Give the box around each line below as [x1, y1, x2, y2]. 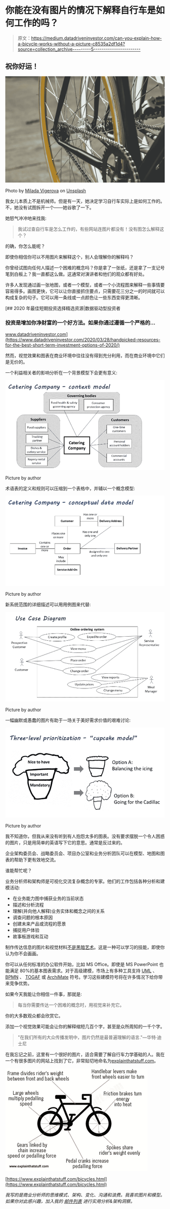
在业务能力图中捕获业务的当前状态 [12, 895, 84, 901]
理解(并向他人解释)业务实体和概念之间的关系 [12, 908, 105, 914]
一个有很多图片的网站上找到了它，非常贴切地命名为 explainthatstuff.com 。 [5, 1057, 159, 1063]
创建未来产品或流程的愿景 [12, 920, 66, 926]
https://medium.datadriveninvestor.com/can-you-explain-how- [31, 35, 162, 41]
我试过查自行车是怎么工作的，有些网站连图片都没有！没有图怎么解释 [17, 226, 160, 232]
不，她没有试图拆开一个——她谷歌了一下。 [5, 204, 94, 211]
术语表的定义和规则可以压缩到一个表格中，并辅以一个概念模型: [5, 486, 136, 492]
